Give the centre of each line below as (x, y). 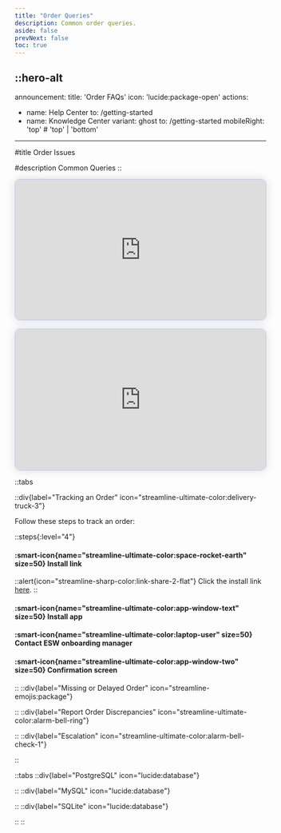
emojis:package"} (44, 696)
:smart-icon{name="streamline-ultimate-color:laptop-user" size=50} (134, 635)
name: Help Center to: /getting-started (89, 112)
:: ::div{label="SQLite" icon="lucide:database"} (91, 806)
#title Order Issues (45, 152)
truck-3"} (30, 506)
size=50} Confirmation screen (66, 670)
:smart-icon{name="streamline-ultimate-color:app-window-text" (127, 608)
